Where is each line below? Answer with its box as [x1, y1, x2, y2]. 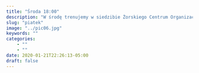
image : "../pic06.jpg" [6, 25, 62, 31]
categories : [6, 36, 36, 42]
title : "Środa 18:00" [6, 8, 60, 15]
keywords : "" [6, 31, 38, 36]
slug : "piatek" [6, 19, 44, 25]
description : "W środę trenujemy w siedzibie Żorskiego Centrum [6, 14, 168, 20]
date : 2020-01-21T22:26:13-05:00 [6, 52, 89, 58]
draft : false [6, 58, 38, 64]
